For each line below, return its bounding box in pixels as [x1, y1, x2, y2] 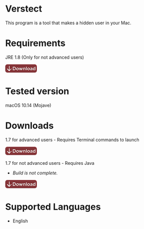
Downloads [5, 120, 54, 131]
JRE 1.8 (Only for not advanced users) [5, 54, 84, 60]
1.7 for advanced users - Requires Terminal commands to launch [5, 136, 139, 143]
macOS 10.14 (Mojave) [5, 102, 52, 108]
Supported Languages [5, 201, 101, 212]
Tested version [5, 85, 70, 97]
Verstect [5, 3, 42, 15]
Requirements [5, 37, 66, 49]
